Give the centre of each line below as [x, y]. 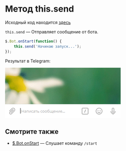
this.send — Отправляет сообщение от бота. [52, 32]
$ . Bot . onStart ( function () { [34, 41]
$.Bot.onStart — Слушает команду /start [54, 143]
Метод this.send [40, 9]
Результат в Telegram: [28, 61]
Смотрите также [32, 131]
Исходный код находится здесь [38, 22]
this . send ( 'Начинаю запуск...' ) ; [48, 46]
